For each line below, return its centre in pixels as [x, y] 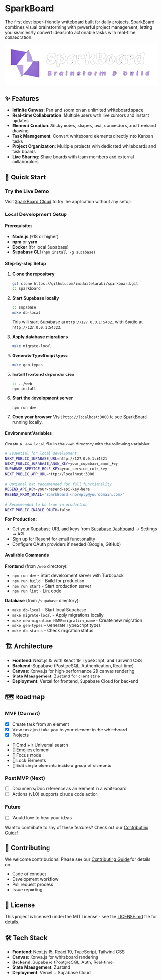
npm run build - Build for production [48, 581]
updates [20, 121]
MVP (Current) [23, 713]
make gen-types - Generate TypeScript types [56, 625]
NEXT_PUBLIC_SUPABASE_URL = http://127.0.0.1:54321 [56, 459]
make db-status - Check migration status [53, 631]
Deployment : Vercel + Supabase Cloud [51, 972]
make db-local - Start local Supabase [49, 610]
